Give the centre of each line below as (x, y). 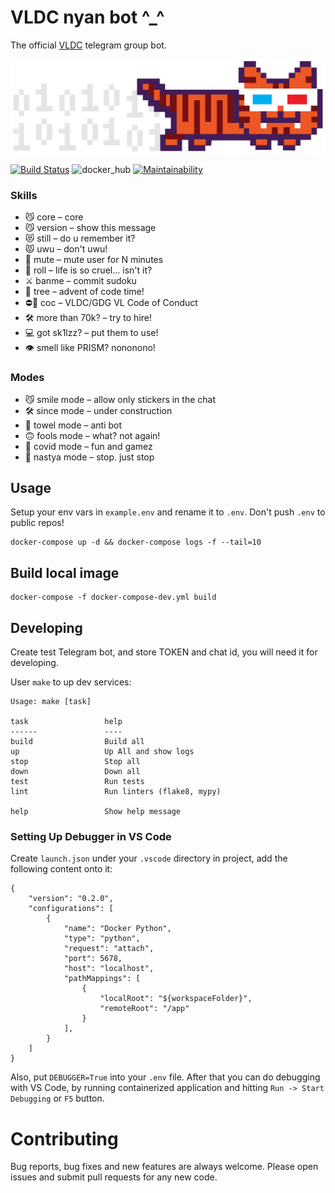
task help (66, 722)
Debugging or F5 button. (57, 1098)
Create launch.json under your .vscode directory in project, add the (149, 858)
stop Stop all (75, 762)
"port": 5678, (93, 959)
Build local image (65, 572)
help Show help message (96, 812)
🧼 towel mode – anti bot (73, 425)
